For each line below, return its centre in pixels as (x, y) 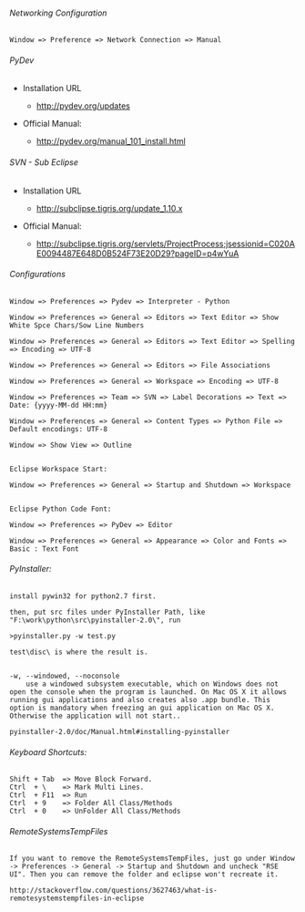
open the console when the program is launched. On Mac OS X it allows (148, 692)
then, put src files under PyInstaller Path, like (107, 612)
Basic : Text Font (44, 549)
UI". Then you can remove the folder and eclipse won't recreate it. (144, 875)
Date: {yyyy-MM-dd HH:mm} (58, 405)
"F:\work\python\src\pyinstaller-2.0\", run (95, 620)
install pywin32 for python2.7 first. (83, 596)
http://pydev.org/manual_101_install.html (111, 141)
